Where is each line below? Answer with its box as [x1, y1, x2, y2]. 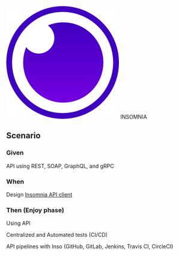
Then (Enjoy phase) [6, 206, 64, 214]
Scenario [6, 130, 41, 141]
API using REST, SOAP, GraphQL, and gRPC [6, 162, 114, 169]
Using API [6, 219, 31, 227]
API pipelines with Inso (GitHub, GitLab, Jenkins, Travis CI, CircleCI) [6, 243, 174, 250]
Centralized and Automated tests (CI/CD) [6, 231, 108, 239]
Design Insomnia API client [6, 190, 73, 198]
